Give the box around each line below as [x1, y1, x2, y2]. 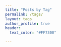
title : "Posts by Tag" [5, 7, 52, 12]
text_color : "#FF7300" [9, 30, 57, 35]
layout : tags [5, 16, 32, 21]
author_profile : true [5, 21, 50, 26]
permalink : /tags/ [5, 12, 43, 17]
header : [5, 26, 21, 31]
